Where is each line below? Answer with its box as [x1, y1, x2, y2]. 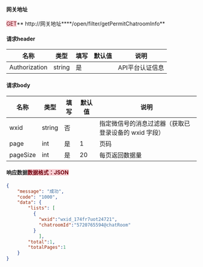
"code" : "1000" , [17, 194, 59, 200]
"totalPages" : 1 [28, 245, 66, 251]
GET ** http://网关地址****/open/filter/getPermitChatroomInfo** [6, 20, 166, 27]
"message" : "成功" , [17, 188, 65, 195]
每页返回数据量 [99, 151, 142, 159]
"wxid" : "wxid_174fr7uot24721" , [38, 216, 118, 223]
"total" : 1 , [28, 239, 56, 245]
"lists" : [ [28, 205, 56, 211]
